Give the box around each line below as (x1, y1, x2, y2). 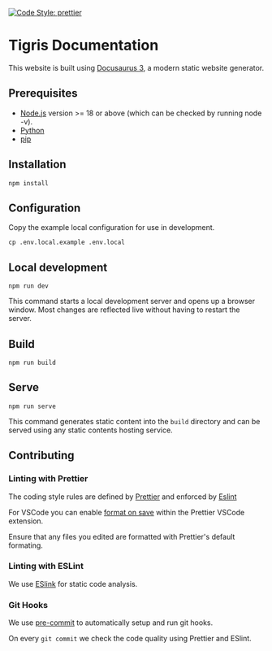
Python (19, 125, 45, 135)
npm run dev (8, 282, 49, 290)
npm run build (8, 358, 57, 367)
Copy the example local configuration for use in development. (8, 223, 215, 232)
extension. (8, 516, 44, 526)
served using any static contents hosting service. (8, 425, 173, 435)
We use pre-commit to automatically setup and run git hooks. (8, 618, 214, 627)
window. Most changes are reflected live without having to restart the (8, 305, 240, 315)
